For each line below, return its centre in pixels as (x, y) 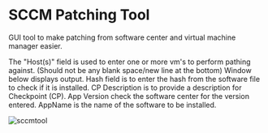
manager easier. (35, 45)
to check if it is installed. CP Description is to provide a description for (125, 88)
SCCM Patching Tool (79, 15)
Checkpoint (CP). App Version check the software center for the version (129, 96)
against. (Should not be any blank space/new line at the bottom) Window (130, 70)
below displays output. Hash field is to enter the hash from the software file (134, 79)
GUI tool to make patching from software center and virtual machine (122, 37)
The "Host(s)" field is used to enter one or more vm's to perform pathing (130, 62)
